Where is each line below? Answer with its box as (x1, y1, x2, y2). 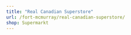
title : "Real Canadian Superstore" (6, 8, 94, 15)
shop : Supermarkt (6, 20, 49, 26)
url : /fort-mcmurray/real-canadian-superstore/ (6, 14, 126, 20)
